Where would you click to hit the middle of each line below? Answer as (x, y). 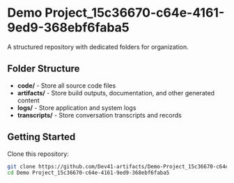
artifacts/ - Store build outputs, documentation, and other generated (116, 93)
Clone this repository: (38, 154)
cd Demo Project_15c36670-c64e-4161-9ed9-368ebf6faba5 (88, 173)
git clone (22, 166)
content (28, 100)
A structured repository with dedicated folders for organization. (98, 47)
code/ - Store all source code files (67, 86)
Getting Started (41, 137)
